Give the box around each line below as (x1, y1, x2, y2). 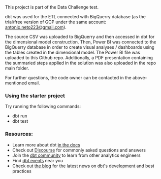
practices (12, 168, 32, 174)
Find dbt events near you (12, 157, 63, 163)
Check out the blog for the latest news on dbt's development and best (12, 163, 155, 169)
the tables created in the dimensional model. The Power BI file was (5, 49, 140, 55)
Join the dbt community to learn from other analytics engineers (12, 152, 141, 158)
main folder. (5, 65, 30, 71)
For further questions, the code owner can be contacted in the (5, 75, 131, 80)
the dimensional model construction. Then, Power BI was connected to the (5, 39, 157, 45)
